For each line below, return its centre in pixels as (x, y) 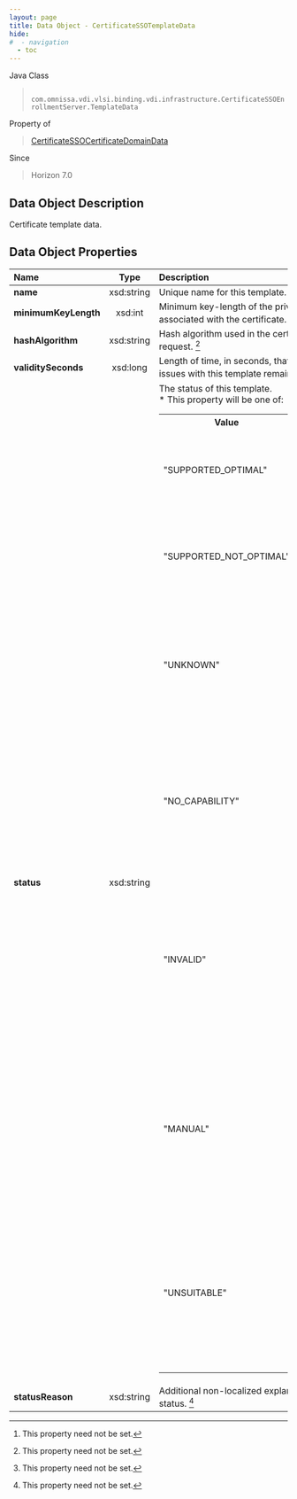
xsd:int (129, 313)
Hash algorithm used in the (215, 334)
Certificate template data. (56, 224)
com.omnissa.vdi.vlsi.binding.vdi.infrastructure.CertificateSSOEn (157, 100)
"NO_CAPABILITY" (202, 801)
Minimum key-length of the (216, 307)
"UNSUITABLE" (195, 1293)
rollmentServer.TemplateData (84, 107)
